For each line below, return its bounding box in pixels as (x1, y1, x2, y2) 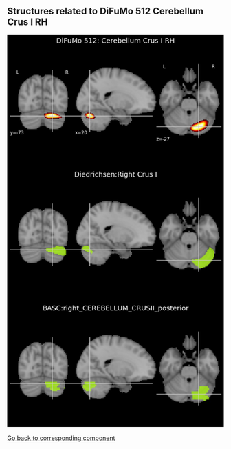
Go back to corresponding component (7, 434, 115, 442)
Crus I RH (7, 17, 48, 28)
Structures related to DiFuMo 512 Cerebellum (7, 6, 204, 17)
